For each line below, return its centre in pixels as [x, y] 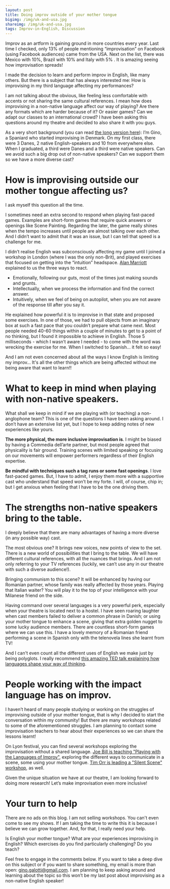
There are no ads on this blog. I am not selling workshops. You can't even [82, 818]
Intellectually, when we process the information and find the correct [83, 289]
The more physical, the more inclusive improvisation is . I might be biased [83, 439]
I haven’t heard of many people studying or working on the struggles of [80, 709]
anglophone [18, 419]
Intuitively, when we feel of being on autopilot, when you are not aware [87, 299]
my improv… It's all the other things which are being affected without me [81, 362]
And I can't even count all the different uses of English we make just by [79, 653]
